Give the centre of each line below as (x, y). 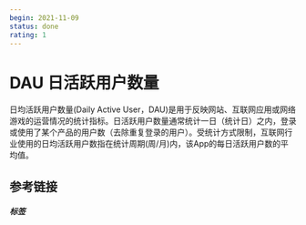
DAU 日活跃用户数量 (84, 82)
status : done (34, 26)
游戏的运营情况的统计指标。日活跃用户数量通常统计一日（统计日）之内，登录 (153, 121)
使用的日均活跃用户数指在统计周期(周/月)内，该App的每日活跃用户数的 (149, 144)
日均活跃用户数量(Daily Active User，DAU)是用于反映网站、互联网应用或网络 (153, 109)
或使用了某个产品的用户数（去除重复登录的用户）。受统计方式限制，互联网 (147, 132)
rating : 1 (28, 35)
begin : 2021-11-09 (44, 18)
